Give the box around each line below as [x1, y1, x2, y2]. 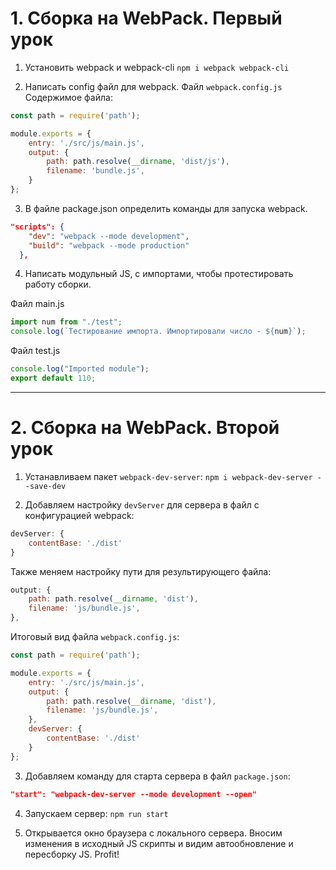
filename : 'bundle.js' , [46, 166, 145, 176]
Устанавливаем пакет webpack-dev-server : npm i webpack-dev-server [24, 470, 313, 482]
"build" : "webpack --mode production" [28, 240, 190, 251]
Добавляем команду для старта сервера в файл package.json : [24, 770, 291, 782]
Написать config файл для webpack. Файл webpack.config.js [24, 80, 283, 92]
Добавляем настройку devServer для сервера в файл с [24, 498, 260, 511]
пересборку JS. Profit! [24, 848, 120, 860]
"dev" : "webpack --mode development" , [28, 231, 190, 241]
